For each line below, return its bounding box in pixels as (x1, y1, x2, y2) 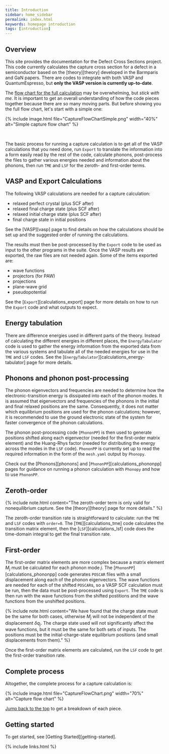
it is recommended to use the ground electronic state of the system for (5, 414, 152, 421)
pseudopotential (12, 289, 47, 295)
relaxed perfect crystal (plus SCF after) (12, 200, 94, 206)
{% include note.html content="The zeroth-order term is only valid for (5, 500, 150, 506)
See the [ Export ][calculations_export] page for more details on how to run (5, 298, 159, 305)
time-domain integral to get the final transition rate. (5, 531, 111, 537)
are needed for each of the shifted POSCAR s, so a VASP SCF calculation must (5, 582, 163, 588)
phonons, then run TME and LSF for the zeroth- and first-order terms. (5, 162, 146, 168)
